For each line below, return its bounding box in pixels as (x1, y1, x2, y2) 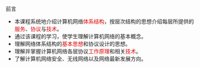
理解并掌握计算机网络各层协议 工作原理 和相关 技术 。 (14, 48, 142, 55)
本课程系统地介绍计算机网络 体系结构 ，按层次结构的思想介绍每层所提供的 (14, 18, 194, 25)
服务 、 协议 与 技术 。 (14, 26, 63, 32)
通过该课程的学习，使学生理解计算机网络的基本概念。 (14, 33, 147, 40)
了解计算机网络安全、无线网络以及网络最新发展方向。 (14, 55, 147, 62)
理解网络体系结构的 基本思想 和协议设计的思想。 (14, 41, 131, 47)
